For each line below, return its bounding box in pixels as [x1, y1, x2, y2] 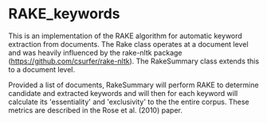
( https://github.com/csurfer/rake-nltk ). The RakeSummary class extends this [8, 56, 260, 66]
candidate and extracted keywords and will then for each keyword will [8, 88, 238, 98]
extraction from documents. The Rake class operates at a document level [8, 39, 249, 48]
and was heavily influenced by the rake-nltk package [8, 48, 183, 57]
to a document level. [8, 64, 76, 74]
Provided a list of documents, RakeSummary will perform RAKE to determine [8, 80, 259, 90]
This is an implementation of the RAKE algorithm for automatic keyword [8, 31, 243, 40]
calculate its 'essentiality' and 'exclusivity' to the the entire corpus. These [8, 97, 249, 106]
